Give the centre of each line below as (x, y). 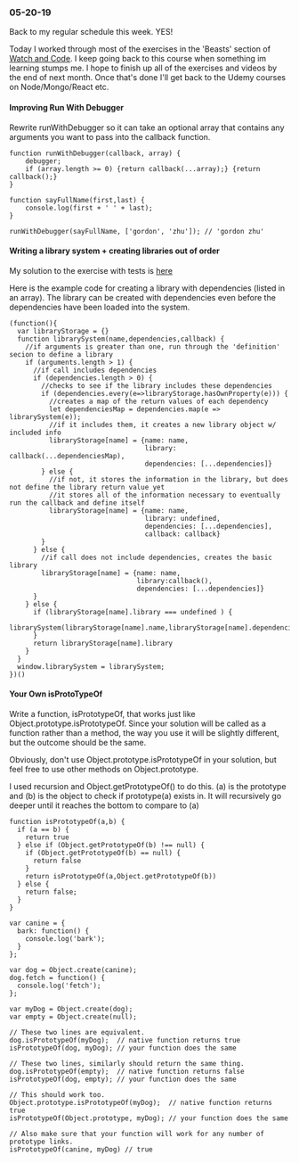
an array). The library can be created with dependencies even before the (142, 297)
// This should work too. (57, 1094)
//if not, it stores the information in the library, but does (169, 479)
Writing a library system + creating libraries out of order (115, 251)
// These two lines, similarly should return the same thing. (127, 1063)
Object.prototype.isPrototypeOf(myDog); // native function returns (141, 1102)
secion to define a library (61, 354)
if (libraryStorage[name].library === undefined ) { (133, 612)
